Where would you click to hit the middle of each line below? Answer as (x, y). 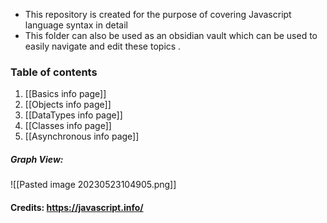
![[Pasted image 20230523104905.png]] (93, 185)
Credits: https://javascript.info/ (77, 207)
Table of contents (54, 72)
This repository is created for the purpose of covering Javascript (158, 14)
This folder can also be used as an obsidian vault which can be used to (171, 35)
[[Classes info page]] (68, 126)
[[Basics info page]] (65, 94)
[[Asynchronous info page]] (82, 136)
